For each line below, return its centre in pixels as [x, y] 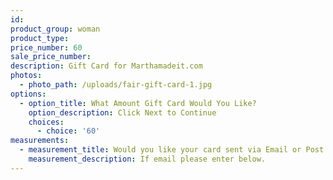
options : [28, 94]
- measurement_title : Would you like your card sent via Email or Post [172, 150]
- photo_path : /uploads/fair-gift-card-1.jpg [116, 85]
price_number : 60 [46, 47]
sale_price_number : [51, 57]
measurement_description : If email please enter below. [147, 159]
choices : [46, 122]
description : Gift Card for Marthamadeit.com [106, 66]
